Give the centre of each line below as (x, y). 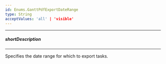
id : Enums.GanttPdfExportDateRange (42, 10)
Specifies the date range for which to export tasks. (57, 56)
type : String (19, 14)
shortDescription (23, 39)
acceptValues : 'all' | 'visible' (40, 19)
